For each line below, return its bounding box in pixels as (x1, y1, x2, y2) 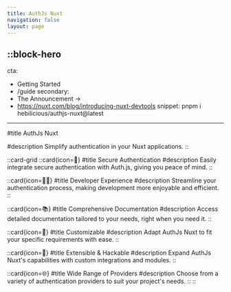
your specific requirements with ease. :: (7, 236, 119, 244)
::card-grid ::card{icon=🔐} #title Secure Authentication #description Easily (7, 156, 217, 164)
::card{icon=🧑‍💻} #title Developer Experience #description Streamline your (7, 176, 217, 185)
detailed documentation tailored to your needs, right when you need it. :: (7, 215, 212, 223)
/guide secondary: (16, 87, 69, 96)
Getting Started (16, 80, 60, 88)
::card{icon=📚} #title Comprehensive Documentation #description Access (7, 205, 219, 213)
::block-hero (7, 48, 62, 60)
